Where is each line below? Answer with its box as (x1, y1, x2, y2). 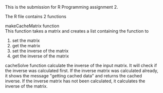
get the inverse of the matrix (12, 53, 69, 59)
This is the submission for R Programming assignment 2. (5, 4, 118, 10)
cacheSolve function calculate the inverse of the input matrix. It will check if (5, 63, 157, 68)
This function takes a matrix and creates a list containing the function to (5, 28, 149, 34)
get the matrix (12, 43, 40, 48)
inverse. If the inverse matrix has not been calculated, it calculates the (5, 78, 145, 84)
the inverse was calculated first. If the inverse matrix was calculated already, (5, 68, 159, 74)
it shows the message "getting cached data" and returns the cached (5, 73, 142, 78)
